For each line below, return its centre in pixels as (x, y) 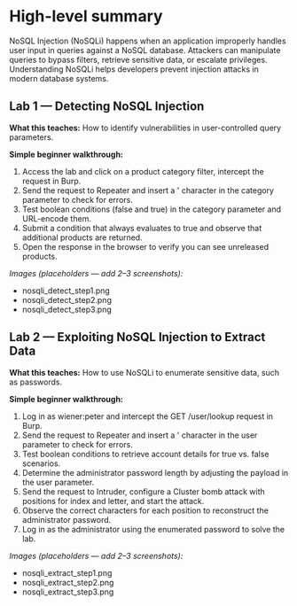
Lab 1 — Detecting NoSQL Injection (107, 107)
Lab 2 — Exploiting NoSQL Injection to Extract (137, 337)
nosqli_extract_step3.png (68, 592)
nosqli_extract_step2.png (68, 582)
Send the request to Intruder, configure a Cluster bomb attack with (143, 491)
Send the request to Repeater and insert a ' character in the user (140, 435)
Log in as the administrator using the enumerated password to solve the (153, 529)
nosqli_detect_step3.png (67, 309)
